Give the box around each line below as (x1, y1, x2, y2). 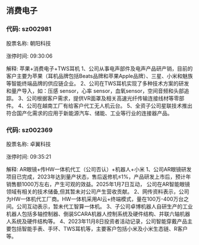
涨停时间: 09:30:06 (6, 52, 53, 59)
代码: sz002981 (6, 25, 52, 33)
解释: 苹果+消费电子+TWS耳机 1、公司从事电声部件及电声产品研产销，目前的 (6, 65, 193, 72)
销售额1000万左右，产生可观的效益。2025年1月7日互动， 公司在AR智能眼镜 (6, 180, 190, 187)
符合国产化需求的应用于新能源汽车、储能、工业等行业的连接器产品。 (6, 109, 173, 117)
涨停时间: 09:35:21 (6, 153, 52, 160)
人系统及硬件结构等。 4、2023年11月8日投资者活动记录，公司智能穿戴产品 (6, 218, 188, 225)
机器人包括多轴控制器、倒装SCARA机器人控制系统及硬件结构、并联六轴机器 (6, 210, 191, 217)
